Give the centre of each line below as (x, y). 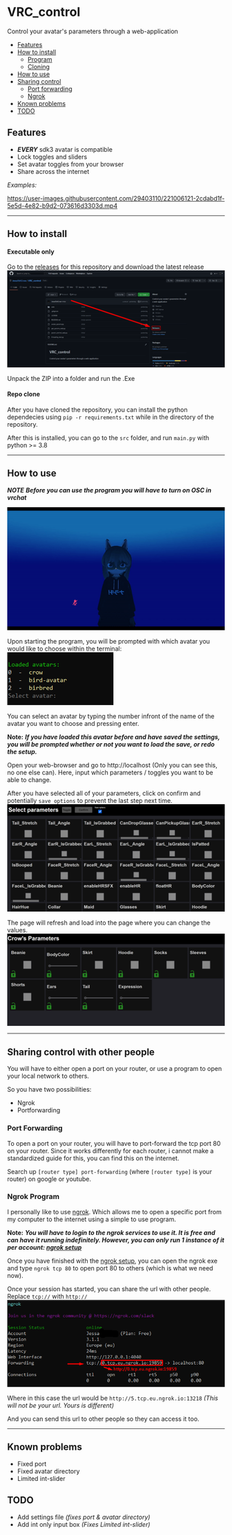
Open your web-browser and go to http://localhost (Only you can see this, (112, 765)
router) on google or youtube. (49, 1179)
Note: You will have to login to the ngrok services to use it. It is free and (111, 1232)
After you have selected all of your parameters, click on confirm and (104, 793)
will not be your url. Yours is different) (61, 1405)
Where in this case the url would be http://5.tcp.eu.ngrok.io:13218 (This (113, 1398)
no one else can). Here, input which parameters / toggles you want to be (110, 772)
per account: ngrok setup (45, 1247)
